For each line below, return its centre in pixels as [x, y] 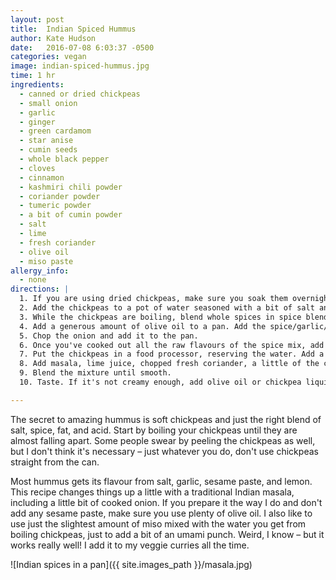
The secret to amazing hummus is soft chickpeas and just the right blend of [166, 419]
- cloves [37, 168]
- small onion [48, 103]
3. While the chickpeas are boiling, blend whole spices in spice [160, 317]
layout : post [37, 19]
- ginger [37, 122]
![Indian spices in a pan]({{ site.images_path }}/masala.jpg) [131, 564]
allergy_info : [40, 271]
